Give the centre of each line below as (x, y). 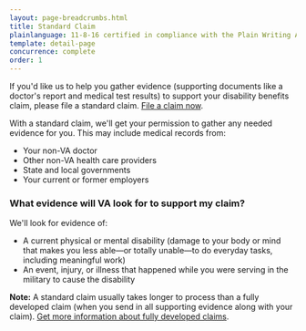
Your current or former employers (86, 180)
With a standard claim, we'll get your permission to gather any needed (141, 123)
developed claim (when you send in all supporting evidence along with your (151, 307)
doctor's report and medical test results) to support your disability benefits (149, 96)
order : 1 (26, 60)
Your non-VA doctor (60, 150)
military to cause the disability (79, 280)
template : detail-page (52, 43)
